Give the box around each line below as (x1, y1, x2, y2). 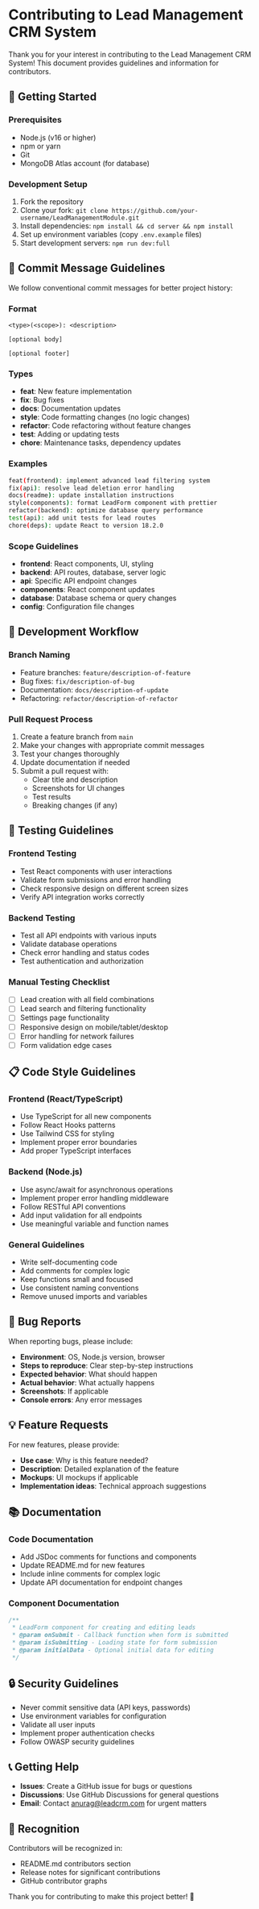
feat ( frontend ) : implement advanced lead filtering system (8, 476, 211, 485)
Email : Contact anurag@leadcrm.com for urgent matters (19, 1798, 208, 1808)
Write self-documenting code (19, 1257, 118, 1267)
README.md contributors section (19, 1859, 131, 1869)
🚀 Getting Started (8, 90, 97, 104)
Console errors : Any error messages (19, 1394, 142, 1405)
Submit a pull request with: (19, 767, 109, 776)
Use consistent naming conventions (19, 1283, 139, 1293)
